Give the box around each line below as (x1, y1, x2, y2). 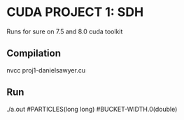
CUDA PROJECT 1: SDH (6, 4, 144, 20)
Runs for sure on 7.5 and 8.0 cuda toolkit (6, 27, 123, 36)
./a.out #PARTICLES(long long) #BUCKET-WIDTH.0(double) (6, 105, 178, 113)
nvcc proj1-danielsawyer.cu (6, 66, 85, 74)
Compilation (6, 47, 61, 59)
